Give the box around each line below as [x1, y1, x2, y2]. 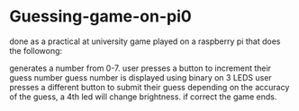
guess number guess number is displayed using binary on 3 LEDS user [9, 72, 272, 82]
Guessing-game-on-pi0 [9, 6, 192, 27]
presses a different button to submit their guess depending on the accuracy [9, 81, 290, 92]
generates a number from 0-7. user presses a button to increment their [9, 63, 272, 73]
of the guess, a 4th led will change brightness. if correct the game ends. [9, 91, 277, 102]
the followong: [9, 45, 63, 55]
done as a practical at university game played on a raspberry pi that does [9, 36, 281, 47]
